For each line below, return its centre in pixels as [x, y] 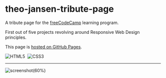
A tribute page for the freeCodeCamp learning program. [62, 23]
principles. [16, 37]
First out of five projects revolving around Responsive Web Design [72, 32]
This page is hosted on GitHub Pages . [44, 47]
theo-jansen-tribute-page [60, 9]
